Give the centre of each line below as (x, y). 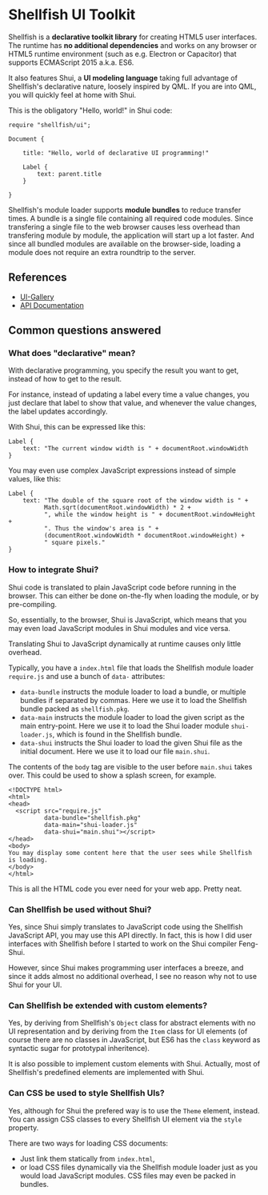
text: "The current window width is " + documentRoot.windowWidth (136, 449)
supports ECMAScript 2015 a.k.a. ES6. (71, 62)
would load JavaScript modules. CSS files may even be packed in (128, 1175)
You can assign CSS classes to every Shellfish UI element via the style (125, 1119)
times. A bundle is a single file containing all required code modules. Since (131, 218)
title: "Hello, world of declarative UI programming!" (116, 153)
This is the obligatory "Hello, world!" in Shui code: (90, 110)
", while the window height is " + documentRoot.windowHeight (150, 515)
